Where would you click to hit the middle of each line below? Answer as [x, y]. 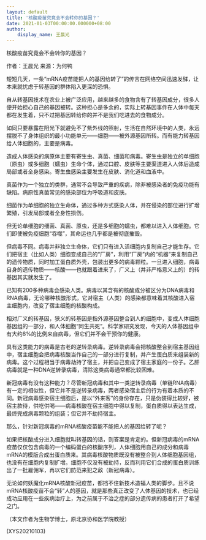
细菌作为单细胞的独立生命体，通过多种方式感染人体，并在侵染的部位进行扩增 [103, 205]
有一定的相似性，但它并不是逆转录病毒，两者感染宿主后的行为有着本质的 [97, 391]
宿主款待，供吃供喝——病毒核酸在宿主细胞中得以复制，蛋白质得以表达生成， [103, 406]
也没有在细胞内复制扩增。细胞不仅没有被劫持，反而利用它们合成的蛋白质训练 [103, 462]
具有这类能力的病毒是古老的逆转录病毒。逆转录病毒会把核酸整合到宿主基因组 [103, 347]
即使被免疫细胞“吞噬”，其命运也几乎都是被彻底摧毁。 [78, 234]
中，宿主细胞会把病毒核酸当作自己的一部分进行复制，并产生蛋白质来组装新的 [103, 354]
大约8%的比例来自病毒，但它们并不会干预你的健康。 [78, 334]
